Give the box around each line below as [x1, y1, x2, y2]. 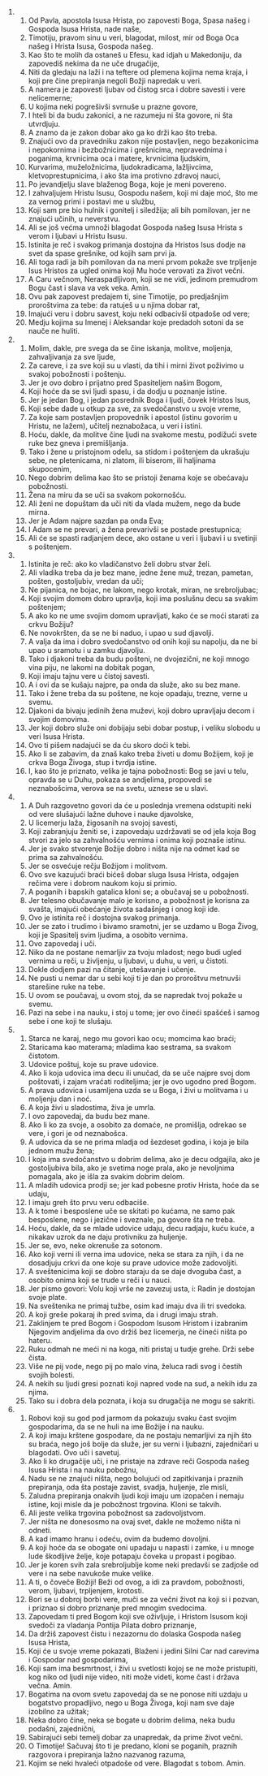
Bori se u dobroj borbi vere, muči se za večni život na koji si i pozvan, [28, 1595, 260, 1604]
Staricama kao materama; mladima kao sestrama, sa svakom [28, 1043, 231, 1052]
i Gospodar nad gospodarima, [28, 1655, 128, 1664]
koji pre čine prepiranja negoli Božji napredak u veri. [28, 76, 202, 85]
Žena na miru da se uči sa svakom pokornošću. [28, 490, 187, 499]
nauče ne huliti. [28, 326, 80, 335]
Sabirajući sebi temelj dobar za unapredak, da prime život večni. [28, 1733, 244, 1742]
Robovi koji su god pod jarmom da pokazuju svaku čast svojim [28, 1413, 237, 1423]
